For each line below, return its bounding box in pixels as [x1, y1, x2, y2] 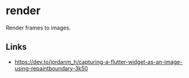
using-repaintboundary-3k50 [14, 64, 88, 72]
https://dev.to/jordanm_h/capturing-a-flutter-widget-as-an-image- [14, 58, 183, 65]
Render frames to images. [6, 24, 71, 31]
